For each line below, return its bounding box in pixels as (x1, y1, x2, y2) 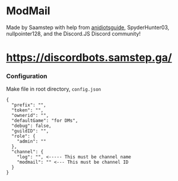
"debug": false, (11, 123, 52, 129)
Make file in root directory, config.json (6, 85, 101, 93)
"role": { (11, 134, 36, 139)
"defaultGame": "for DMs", (11, 118, 78, 124)
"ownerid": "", (11, 113, 49, 119)
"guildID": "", (11, 128, 49, 134)
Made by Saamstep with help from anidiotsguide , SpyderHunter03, (6, 24, 170, 31)
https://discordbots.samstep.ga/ (6, 51, 172, 65)
